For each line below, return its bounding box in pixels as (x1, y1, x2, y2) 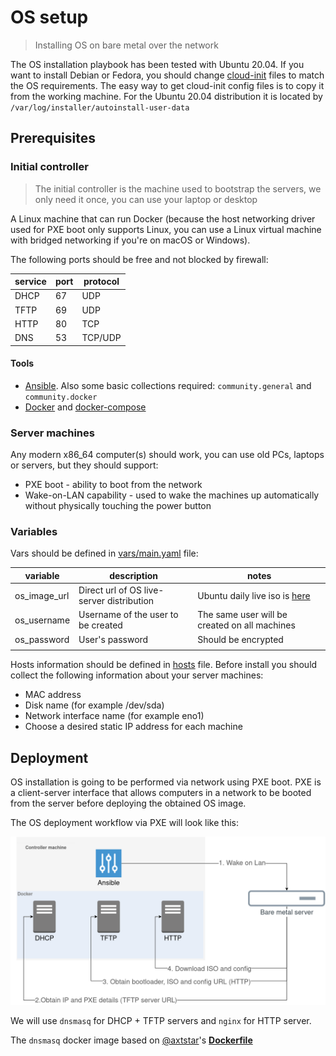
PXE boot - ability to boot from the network (24, 479, 203, 491)
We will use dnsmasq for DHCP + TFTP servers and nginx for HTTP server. (10, 1014, 312, 1026)
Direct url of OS (78, 584, 143, 596)
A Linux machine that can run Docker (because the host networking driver (10, 212, 316, 225)
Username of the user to (78, 609, 179, 621)
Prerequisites (10, 130, 96, 147)
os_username (14, 614, 71, 626)
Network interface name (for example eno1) (24, 710, 205, 722)
